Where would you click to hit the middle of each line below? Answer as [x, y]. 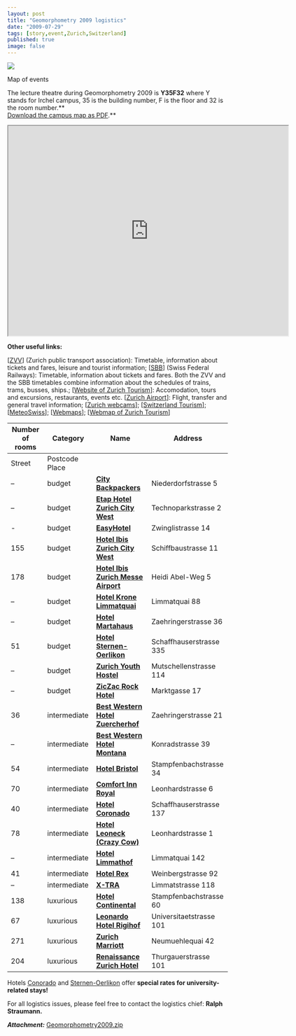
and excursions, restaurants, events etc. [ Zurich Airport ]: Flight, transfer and [117, 397]
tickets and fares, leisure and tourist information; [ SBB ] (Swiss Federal [108, 367]
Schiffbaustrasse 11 [185, 548]
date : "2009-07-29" [36, 27]
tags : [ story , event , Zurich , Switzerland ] [67, 33]
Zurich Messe [119, 577]
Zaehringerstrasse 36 [187, 622]
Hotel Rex [112, 874]
